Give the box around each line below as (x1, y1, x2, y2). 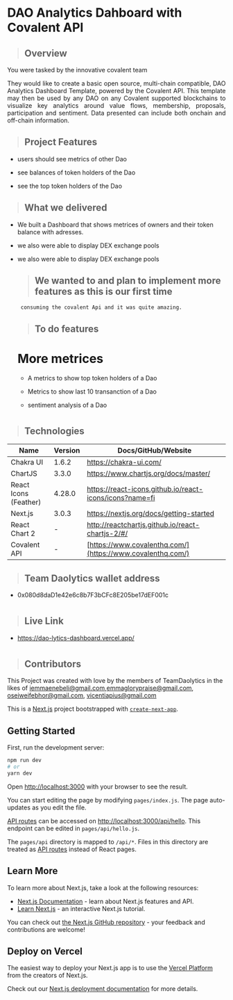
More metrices (17, 351, 104, 366)
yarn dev (7, 770, 33, 777)
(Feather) (10, 497, 42, 507)
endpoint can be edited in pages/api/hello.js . (7, 824, 140, 832)
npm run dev (7, 757, 42, 764)
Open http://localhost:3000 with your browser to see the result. (7, 782, 189, 791)
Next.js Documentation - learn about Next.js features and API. (17, 897, 194, 905)
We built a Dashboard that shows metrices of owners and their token (17, 220, 214, 229)
